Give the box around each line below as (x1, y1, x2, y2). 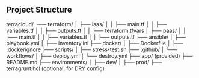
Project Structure (6, 5, 72, 15)
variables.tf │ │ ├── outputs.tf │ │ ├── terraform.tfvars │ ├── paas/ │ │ (6, 27, 187, 34)
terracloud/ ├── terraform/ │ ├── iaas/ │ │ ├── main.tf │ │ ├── (6, 20, 167, 27)
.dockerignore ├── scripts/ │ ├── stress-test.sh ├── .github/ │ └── (6, 46, 177, 53)
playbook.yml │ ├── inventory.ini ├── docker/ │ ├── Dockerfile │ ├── (6, 39, 183, 46)
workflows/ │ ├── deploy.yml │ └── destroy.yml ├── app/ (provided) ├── (6, 52, 194, 59)
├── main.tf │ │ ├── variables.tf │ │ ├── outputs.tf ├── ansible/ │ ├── (6, 33, 186, 40)
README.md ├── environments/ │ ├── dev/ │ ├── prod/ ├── (6, 58, 162, 65)
